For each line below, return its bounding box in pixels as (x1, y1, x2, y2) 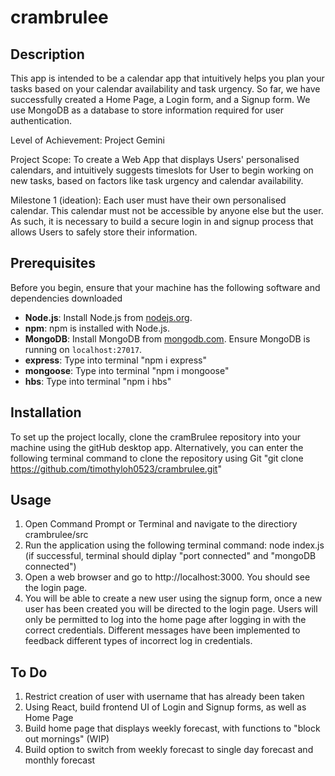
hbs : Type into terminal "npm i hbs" (24, 375, 172, 387)
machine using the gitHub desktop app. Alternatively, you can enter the (10, 441, 304, 453)
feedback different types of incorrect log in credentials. (24, 635, 253, 647)
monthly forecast (24, 754, 96, 766)
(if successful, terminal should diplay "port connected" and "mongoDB (24, 550, 317, 562)
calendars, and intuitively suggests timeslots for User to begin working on (10, 164, 314, 176)
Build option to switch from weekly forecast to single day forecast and (24, 744, 314, 756)
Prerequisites (10, 255, 96, 272)
